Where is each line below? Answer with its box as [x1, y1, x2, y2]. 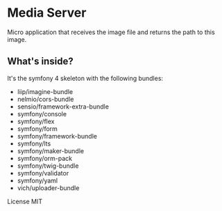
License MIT [7, 197, 43, 205]
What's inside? [7, 56, 74, 68]
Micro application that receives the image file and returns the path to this [7, 28, 215, 36]
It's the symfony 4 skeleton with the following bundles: [7, 74, 164, 82]
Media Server [7, 5, 87, 21]
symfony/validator [17, 169, 69, 177]
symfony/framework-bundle [17, 132, 97, 140]
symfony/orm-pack [17, 154, 73, 162]
